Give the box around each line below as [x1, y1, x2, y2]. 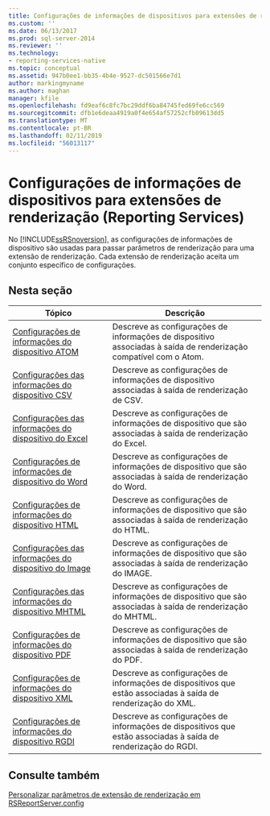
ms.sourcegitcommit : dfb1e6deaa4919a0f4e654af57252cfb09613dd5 [8, 110, 225, 118]
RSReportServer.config [8, 798, 84, 808]
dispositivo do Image [12, 563, 91, 574]
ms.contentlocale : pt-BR [8, 124, 92, 132]
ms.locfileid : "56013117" [8, 139, 95, 147]
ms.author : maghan [8, 86, 70, 95]
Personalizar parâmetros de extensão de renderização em [8, 790, 201, 800]
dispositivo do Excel [12, 433, 88, 444]
